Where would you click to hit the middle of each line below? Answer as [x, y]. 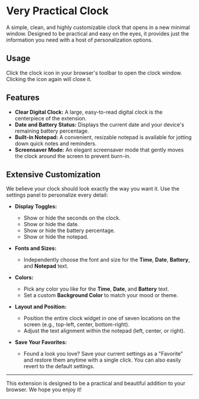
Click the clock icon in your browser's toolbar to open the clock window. [94, 73]
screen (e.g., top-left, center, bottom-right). [76, 324]
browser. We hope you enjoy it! [44, 390]
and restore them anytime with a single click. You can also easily [102, 360]
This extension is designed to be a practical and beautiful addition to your [96, 384]
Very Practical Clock [57, 11]
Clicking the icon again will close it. [49, 79]
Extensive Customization [53, 174]
